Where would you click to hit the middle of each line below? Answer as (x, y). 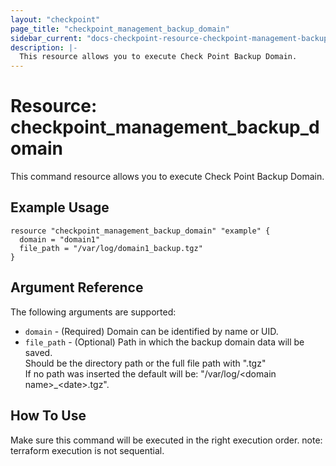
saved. (38, 352)
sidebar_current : (46, 38)
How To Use (48, 416)
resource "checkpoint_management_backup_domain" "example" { (140, 231)
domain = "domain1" (60, 239)
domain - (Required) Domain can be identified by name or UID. (151, 331)
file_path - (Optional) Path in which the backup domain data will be (164, 342)
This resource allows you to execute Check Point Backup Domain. (158, 57)
